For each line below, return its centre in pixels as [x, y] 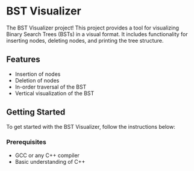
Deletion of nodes [37, 80]
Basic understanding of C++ [50, 161]
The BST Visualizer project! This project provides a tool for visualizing [93, 28]
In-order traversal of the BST [51, 87]
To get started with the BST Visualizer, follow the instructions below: [91, 126]
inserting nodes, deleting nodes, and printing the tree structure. [85, 40]
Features [23, 59]
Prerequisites [26, 142]
